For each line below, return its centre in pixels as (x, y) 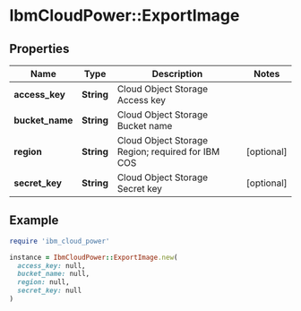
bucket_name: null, (54, 274)
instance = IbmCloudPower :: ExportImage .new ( (94, 257)
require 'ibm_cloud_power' (60, 241)
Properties (39, 49)
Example (34, 220)
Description (177, 74)
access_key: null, (52, 265)
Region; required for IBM (168, 151)
